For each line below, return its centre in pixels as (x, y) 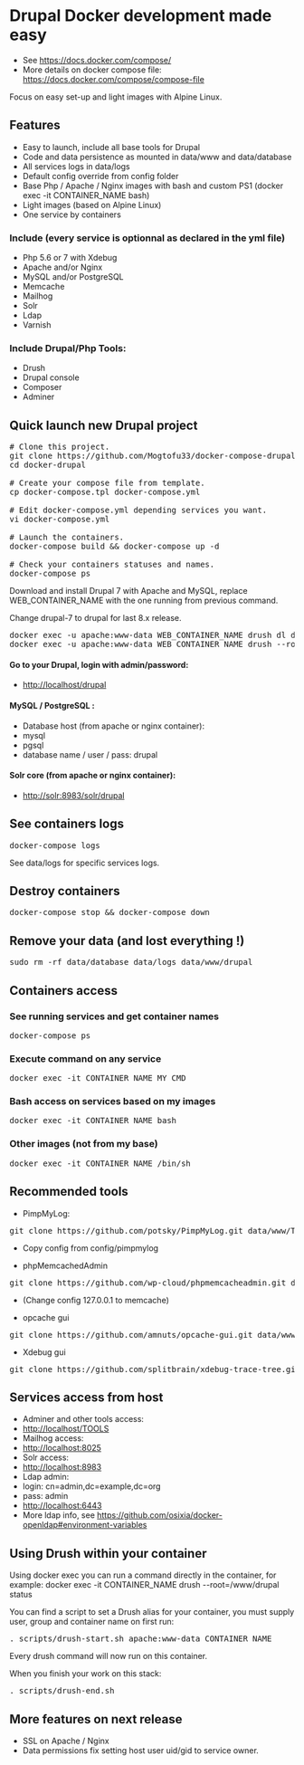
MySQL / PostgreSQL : (52, 705)
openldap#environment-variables (85, 1525)
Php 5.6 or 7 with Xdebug (70, 258)
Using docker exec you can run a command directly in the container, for (143, 1575)
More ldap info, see (58, 1515)
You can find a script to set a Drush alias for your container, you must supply (152, 1612)
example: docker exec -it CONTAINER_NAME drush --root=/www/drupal (144, 1585)
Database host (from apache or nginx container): (114, 726)
